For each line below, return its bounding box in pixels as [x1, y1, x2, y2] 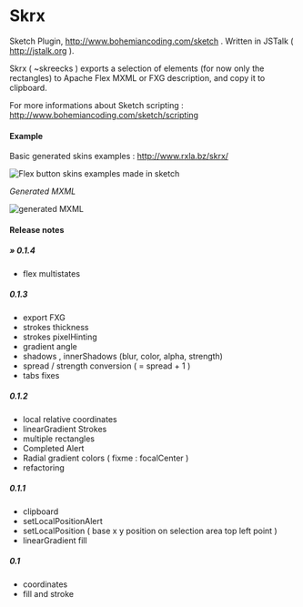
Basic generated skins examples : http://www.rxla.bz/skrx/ [9, 151, 229, 162]
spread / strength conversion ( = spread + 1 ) [22, 360, 191, 371]
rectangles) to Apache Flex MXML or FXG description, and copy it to [9, 72, 266, 83]
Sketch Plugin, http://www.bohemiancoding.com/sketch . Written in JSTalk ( [9, 35, 294, 46]
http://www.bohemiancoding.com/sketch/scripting [9, 109, 198, 120]
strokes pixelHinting [22, 331, 97, 342]
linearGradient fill [22, 534, 88, 546]
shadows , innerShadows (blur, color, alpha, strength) [22, 350, 223, 361]
